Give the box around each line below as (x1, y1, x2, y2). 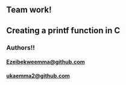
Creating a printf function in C (6, 25, 121, 36)
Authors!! (6, 43, 35, 52)
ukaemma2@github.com (6, 72, 71, 79)
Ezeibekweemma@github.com (6, 58, 86, 66)
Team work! (6, 5, 52, 15)
